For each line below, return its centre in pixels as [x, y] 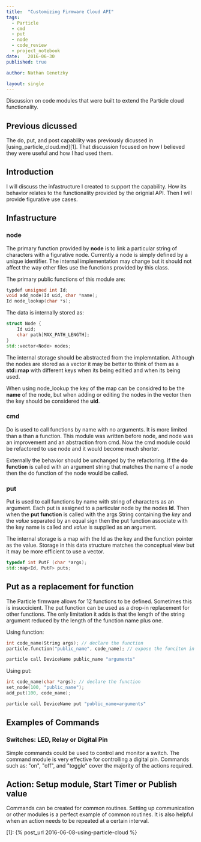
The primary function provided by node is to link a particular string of [92, 248]
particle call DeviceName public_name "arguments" [71, 660]
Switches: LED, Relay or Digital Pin [57, 740]
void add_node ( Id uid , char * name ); [52, 296]
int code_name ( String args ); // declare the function [75, 643]
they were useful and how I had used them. [60, 153]
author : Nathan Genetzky [37, 73]
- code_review [29, 46]
